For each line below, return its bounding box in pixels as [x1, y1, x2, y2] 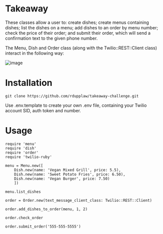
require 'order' [5, 150, 39, 155]
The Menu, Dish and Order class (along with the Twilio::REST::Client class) [5, 45, 158, 51]
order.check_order [5, 215, 43, 220]
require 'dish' [5, 146, 37, 151]
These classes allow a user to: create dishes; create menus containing [5, 19, 149, 25]
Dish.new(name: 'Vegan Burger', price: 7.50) [14, 176, 110, 181]
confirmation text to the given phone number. [5, 35, 98, 41]
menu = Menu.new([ [5, 163, 43, 168]
